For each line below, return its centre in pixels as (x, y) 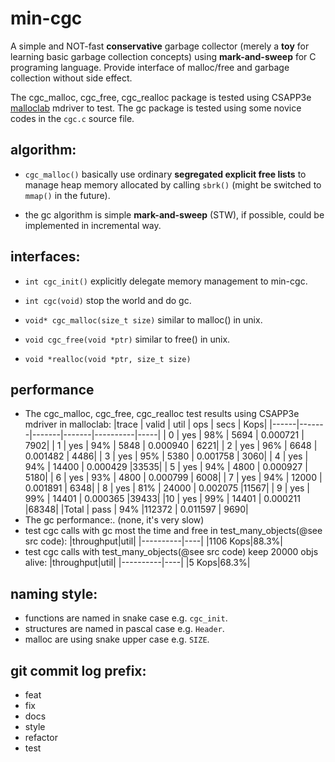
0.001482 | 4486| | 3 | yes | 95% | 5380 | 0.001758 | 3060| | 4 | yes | (166, 456)
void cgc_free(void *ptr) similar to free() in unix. (127, 339)
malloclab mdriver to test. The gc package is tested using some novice (156, 108)
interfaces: (45, 257)
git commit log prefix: (78, 670)
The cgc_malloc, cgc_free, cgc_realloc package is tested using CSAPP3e (161, 97)
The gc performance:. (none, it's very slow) (114, 520)
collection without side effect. (71, 78)
